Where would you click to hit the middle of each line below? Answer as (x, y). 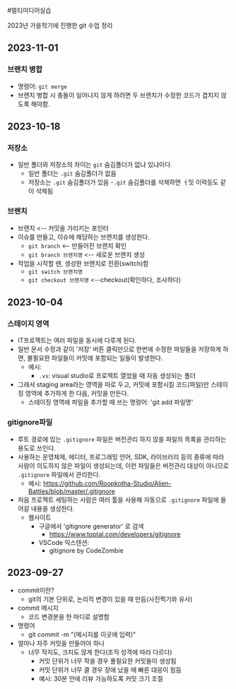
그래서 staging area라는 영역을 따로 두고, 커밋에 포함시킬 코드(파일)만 (113, 384)
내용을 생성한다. (53, 508)
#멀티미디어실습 (29, 10)
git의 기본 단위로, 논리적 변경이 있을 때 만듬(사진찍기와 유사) (110, 599)
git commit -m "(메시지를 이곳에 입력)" (82, 635)
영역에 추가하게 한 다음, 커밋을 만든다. (77, 394)
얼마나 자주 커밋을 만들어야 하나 (61, 643)
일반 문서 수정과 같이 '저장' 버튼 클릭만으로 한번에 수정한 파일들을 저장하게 (119, 349)
